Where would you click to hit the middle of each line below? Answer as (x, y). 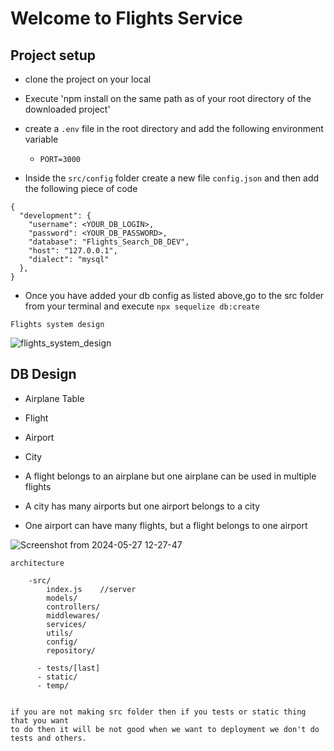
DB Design (43, 374)
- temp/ (53, 685)
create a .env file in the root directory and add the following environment (174, 128)
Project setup (53, 55)
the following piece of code (81, 188)
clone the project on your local (88, 79)
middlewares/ (73, 615)
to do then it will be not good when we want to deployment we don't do (165, 729)
